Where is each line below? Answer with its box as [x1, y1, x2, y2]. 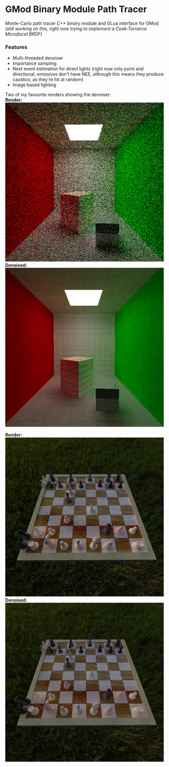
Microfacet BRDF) [5, 31, 43, 37]
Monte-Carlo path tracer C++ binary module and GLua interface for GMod [5, 20, 159, 26]
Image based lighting [12, 82, 56, 88]
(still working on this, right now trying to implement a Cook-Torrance [5, 25, 147, 31]
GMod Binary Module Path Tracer [5, 4, 147, 15]
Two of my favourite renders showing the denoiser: [5, 92, 112, 98]
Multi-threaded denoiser [12, 55, 63, 61]
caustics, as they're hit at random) [12, 77, 84, 83]
